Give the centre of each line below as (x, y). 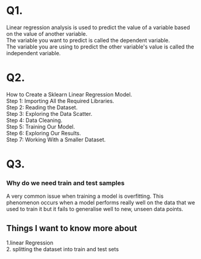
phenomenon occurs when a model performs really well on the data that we (101, 203)
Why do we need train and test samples (66, 183)
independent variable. (34, 53)
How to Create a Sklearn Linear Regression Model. (69, 94)
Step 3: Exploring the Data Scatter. (49, 113)
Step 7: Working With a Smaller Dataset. (56, 140)
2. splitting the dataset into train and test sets (63, 249)
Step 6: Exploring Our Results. (44, 133)
